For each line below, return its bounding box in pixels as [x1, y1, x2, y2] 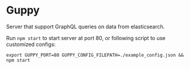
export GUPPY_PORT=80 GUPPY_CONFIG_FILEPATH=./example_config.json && [6, 52, 184, 58]
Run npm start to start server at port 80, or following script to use [6, 34, 166, 41]
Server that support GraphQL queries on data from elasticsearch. [6, 23, 165, 30]
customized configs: [6, 41, 56, 48]
